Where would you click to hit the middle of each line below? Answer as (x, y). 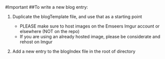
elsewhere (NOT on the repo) (50, 31)
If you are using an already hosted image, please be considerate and (90, 37)
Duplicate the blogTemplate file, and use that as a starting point (77, 16)
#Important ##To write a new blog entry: (47, 7)
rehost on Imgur (36, 42)
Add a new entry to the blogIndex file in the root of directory (74, 51)
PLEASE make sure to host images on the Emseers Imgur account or (90, 26)
